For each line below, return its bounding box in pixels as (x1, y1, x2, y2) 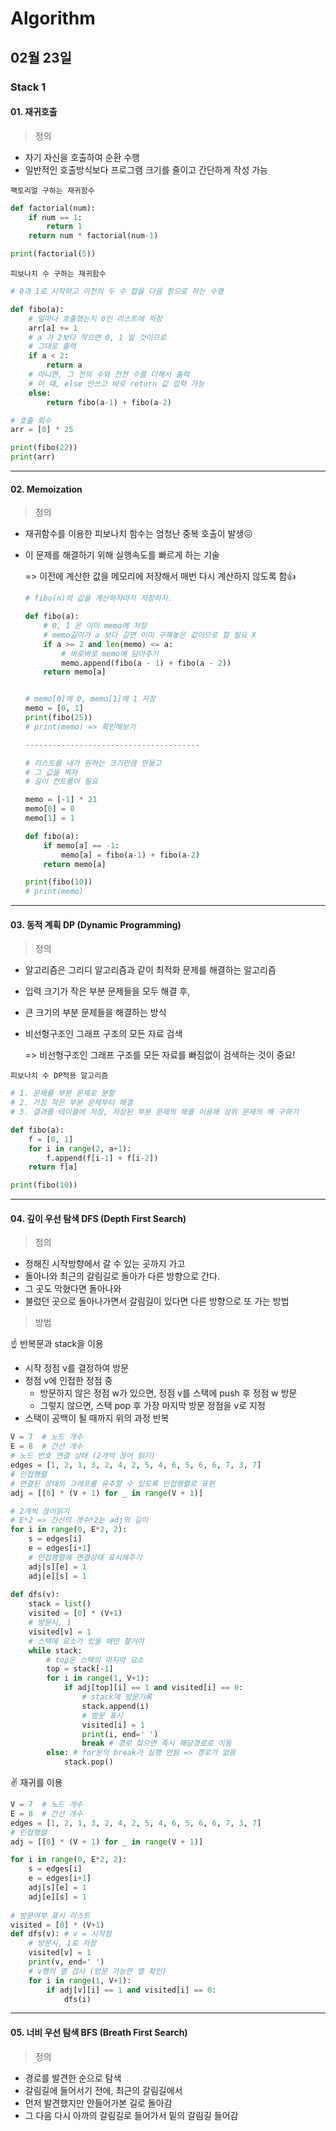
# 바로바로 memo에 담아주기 (61, 648, 159, 659)
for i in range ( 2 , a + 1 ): (28, 1143, 132, 1154)
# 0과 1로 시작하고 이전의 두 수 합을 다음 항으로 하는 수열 (10, 287, 224, 297)
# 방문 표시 (81, 1710, 123, 1721)
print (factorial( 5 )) (10, 249, 97, 259)
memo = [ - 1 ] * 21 (24, 795, 98, 805)
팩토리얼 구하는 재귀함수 (10, 185, 95, 196)
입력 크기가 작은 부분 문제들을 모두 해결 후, (24, 985, 191, 997)
